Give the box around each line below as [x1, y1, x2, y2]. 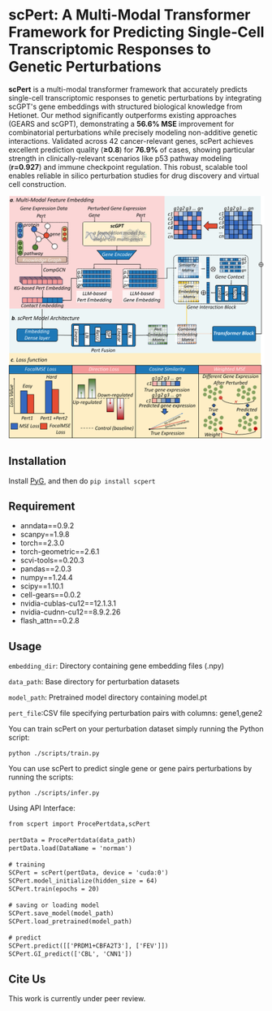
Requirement [8, 500, 76, 514]
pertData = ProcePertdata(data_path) [8, 836, 136, 844]
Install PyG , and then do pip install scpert [8, 475, 156, 485]
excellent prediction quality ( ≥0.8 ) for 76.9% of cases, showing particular [8, 145, 256, 154]
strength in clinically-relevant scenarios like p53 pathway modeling [8, 153, 232, 163]
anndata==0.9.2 [19, 521, 75, 531]
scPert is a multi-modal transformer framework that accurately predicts [8, 84, 248, 94]
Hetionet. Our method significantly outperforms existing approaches [8, 110, 237, 119]
